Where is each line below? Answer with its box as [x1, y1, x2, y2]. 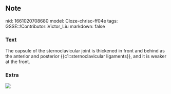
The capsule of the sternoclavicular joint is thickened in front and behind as [5, 48, 165, 54]
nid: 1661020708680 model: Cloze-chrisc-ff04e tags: [5, 17, 118, 24]
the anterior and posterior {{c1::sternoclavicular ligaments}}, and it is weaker [5, 53, 167, 60]
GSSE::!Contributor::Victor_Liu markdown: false [5, 23, 105, 29]
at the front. [5, 59, 30, 65]
